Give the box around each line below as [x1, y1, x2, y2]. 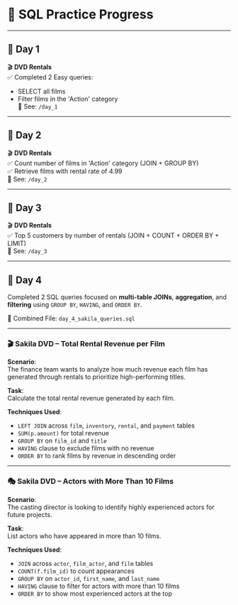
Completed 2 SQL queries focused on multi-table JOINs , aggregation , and [7, 293, 227, 301]
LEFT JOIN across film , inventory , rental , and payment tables [17, 421, 195, 430]
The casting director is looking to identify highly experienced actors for [7, 503, 215, 511]
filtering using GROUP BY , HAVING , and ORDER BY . [7, 301, 142, 309]
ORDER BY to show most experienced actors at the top [17, 589, 172, 598]
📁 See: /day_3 [7, 247, 47, 255]
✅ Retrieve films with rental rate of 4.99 [7, 167, 123, 175]
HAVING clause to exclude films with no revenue [17, 444, 154, 453]
